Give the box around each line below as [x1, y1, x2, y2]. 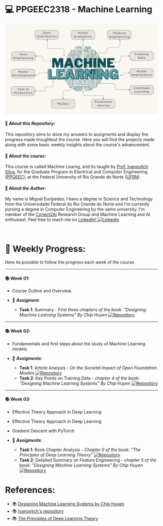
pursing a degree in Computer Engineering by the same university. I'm [5, 207, 145, 212]
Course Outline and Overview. [12, 288, 72, 294]
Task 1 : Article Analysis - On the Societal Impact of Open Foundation [19, 365, 157, 371]
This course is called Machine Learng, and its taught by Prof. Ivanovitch [5, 164, 148, 169]
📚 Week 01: [5, 275, 30, 281]
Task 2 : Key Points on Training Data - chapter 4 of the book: [19, 375, 140, 381]
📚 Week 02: [5, 328, 31, 334]
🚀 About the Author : [5, 185, 47, 191]
